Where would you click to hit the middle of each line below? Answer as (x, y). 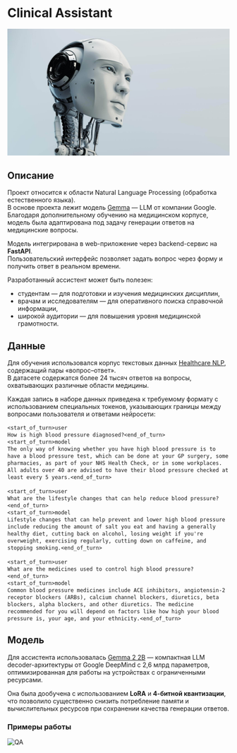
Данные (26, 346)
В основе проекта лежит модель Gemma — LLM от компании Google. (112, 208)
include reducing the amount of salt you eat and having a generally (112, 527)
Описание (31, 176)
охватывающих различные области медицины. (78, 385)
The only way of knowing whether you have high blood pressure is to (112, 449)
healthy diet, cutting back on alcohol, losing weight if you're (105, 534)
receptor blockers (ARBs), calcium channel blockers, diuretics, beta (113, 598)
